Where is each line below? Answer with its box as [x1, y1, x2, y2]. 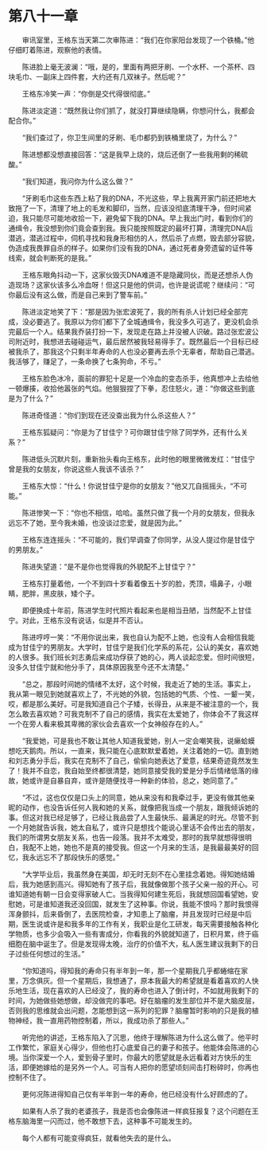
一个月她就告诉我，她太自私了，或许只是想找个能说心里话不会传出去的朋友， [8, 822, 259, 832]
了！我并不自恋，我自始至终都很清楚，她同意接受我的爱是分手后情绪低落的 [8, 765, 252, 775]
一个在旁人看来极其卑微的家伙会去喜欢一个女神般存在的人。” [8, 718, 203, 729]
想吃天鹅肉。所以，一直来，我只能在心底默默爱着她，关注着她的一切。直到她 [8, 745, 259, 755]
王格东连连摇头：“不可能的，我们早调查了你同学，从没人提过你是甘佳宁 [21, 534, 256, 544]
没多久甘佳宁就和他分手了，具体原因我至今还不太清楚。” [8, 662, 189, 671]
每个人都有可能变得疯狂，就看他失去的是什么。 [21, 1132, 176, 1143]
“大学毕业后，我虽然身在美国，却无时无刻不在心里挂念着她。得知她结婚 [21, 869, 256, 878]
